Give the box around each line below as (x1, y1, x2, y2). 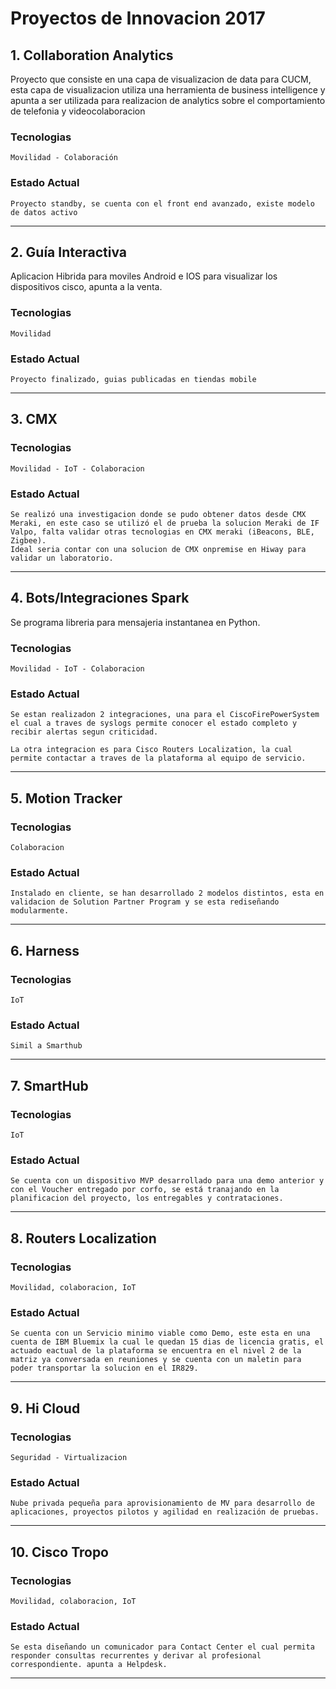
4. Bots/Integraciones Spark (10, 590, 190, 607)
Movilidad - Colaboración (10, 153, 118, 163)
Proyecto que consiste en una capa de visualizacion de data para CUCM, (10, 73, 312, 85)
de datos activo (10, 207, 78, 217)
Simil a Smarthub (10, 1041, 83, 1051)
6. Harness (10, 942, 80, 959)
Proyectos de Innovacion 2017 (10, 7, 266, 30)
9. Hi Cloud (10, 1400, 81, 1417)
